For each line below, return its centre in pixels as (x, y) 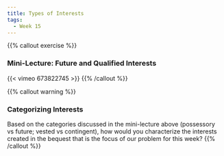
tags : (15, 20)
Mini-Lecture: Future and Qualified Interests (82, 64)
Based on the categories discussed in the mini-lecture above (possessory (111, 124)
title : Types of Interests (46, 13)
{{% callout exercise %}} (42, 46)
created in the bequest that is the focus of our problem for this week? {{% (111, 138)
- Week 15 (27, 26)
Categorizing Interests (45, 109)
